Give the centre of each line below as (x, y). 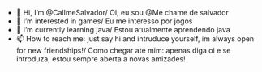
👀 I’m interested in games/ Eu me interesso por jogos (104, 21)
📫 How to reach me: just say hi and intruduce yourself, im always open (135, 39)
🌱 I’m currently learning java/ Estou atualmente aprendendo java (123, 30)
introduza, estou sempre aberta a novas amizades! (101, 59)
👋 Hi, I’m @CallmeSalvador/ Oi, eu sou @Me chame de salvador (122, 13)
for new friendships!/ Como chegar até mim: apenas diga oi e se (123, 50)
